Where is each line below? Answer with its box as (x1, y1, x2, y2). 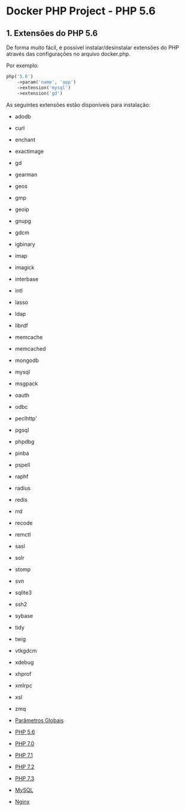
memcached (14, 345, 46, 352)
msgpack (14, 379, 38, 387)
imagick (14, 264, 35, 271)
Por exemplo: (6, 62, 39, 69)
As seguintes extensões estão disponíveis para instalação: (6, 101, 151, 108)
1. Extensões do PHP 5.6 (6, 28, 98, 38)
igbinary (14, 240, 36, 248)
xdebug (14, 658, 34, 666)
